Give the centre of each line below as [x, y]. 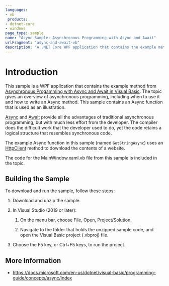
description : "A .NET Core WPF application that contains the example [81, 47]
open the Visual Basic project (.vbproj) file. [64, 235]
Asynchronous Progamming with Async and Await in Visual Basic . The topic [83, 91]
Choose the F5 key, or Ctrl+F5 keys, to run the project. [69, 245]
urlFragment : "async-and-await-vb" [43, 43]
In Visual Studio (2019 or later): [45, 210]
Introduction [32, 72]
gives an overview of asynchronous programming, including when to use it [82, 96]
